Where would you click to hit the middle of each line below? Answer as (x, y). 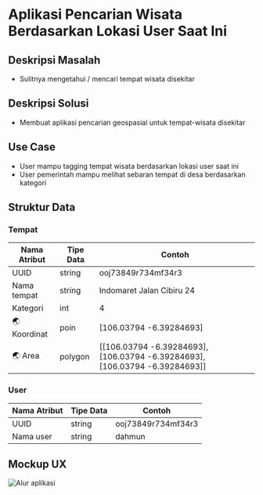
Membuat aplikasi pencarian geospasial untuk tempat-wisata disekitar (132, 122)
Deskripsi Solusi (49, 104)
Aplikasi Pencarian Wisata (95, 15)
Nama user (32, 436)
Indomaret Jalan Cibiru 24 (147, 290)
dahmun (130, 436)
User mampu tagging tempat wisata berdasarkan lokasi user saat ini (129, 166)
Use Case (32, 147)
